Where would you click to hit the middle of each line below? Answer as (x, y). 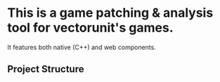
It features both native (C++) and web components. (82, 47)
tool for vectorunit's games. (90, 28)
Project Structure (46, 69)
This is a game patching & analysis (110, 13)
